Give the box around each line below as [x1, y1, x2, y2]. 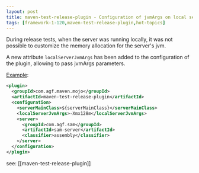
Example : [6, 72, 29, 79]
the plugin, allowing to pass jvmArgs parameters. [6, 60, 126, 67]
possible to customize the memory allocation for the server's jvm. [6, 42, 166, 49]
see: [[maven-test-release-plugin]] [6, 159, 91, 166]
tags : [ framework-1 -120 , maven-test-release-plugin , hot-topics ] [6, 20, 166, 25]
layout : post [6, 8, 38, 15]
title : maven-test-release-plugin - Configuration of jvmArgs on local [6, 14, 187, 20]
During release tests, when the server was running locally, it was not [6, 36, 173, 43]
